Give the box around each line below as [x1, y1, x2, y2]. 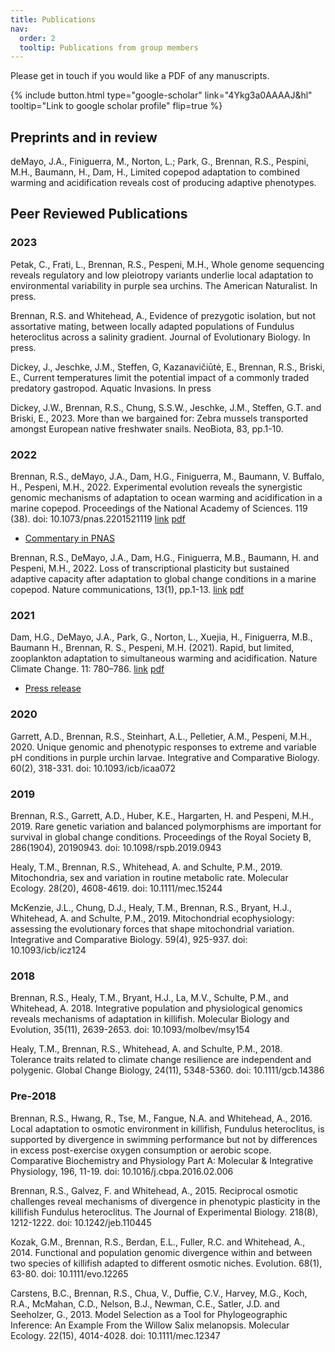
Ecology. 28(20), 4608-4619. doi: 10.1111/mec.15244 [10, 882, 223, 894]
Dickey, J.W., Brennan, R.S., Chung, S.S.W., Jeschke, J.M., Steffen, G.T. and [10, 401, 322, 413]
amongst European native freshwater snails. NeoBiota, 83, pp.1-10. [10, 422, 284, 435]
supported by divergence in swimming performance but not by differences [10, 1133, 318, 1145]
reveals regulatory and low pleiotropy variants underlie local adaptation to [10, 269, 314, 281]
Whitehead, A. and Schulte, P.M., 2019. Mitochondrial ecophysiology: [10, 912, 295, 924]
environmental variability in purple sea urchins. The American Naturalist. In [10, 279, 318, 291]
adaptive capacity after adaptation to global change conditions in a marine [10, 573, 317, 585]
